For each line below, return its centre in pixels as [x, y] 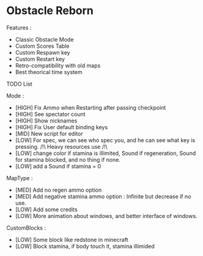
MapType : [20, 178]
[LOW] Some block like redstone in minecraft [72, 239]
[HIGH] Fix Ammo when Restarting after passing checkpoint [90, 107]
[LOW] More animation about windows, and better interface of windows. [106, 216]
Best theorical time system [49, 72]
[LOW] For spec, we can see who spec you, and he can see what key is [105, 140]
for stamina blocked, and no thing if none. [68, 159]
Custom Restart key [40, 59]
